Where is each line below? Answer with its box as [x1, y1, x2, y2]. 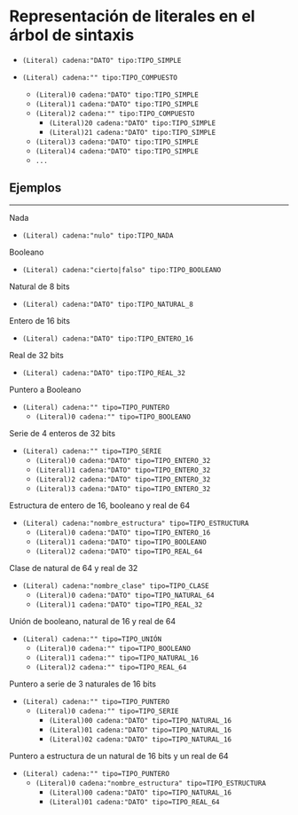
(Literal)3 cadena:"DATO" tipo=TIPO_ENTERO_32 [35, 484, 211, 493]
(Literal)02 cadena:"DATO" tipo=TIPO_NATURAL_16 [48, 734, 232, 744]
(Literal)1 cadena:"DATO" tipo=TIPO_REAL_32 [35, 600, 203, 609]
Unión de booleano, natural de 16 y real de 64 [9, 615, 176, 626]
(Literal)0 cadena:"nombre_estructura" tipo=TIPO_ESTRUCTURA [35, 779, 266, 788]
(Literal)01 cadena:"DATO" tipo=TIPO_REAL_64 [48, 797, 220, 806]
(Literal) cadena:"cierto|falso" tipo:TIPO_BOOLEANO [21, 265, 222, 274]
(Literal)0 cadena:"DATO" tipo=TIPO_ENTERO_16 [35, 528, 211, 537]
